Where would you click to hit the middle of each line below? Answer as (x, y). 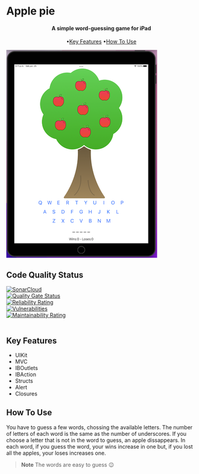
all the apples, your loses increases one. (56, 453)
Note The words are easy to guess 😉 (68, 464)
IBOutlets (26, 368)
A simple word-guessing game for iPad (101, 28)
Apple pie (31, 11)
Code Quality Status (45, 275)
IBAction (26, 375)
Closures (26, 394)
